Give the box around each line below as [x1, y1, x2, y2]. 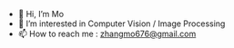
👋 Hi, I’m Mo [17, 9, 65, 19]
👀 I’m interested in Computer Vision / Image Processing [17, 18, 226, 29]
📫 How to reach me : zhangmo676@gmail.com [17, 28, 197, 39]
